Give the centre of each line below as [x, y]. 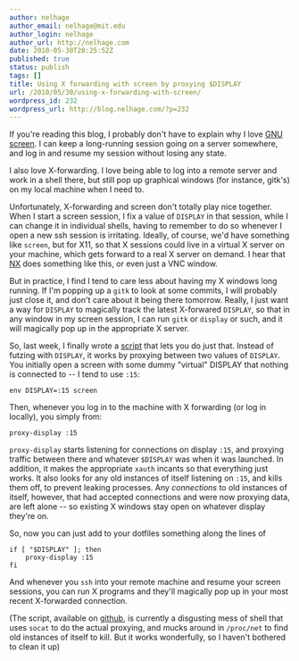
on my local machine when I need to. [77, 189]
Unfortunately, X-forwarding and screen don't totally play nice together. [141, 207]
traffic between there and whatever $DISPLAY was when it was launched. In [146, 459]
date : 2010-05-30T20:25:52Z [62, 51]
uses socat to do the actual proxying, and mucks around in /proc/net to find [149, 628]
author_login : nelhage [51, 34]
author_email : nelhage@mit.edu [67, 26]
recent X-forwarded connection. [68, 601]
